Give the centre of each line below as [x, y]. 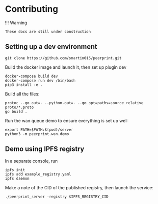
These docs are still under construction [48, 31]
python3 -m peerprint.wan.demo [37, 134]
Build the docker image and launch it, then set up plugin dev [66, 67]
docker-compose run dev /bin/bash [40, 80]
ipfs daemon [17, 178]
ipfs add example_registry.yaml [38, 174]
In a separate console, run [31, 161]
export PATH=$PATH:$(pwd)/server [39, 130]
